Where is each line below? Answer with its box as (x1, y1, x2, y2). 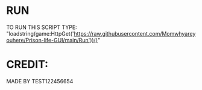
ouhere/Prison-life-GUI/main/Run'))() (6, 36, 98, 43)
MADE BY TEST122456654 (6, 77, 74, 85)
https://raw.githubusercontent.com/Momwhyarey (74, 30, 196, 37)
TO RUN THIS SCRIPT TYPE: (6, 24, 77, 31)
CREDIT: (6, 58, 49, 71)
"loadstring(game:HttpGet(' (6, 30, 74, 37)
